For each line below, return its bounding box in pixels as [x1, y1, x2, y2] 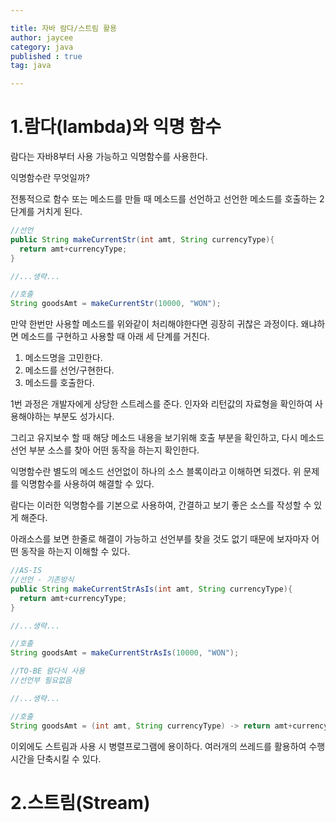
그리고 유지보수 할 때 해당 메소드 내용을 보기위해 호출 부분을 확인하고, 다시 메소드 [10, 432, 325, 444]
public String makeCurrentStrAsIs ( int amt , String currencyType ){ [10, 584, 293, 594]
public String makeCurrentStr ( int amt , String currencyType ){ [10, 234, 275, 245]
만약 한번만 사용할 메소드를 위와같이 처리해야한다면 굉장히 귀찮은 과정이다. [10, 318, 299, 330]
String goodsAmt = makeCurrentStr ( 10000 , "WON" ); [10, 299, 222, 309]
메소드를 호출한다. [24, 377, 95, 389]
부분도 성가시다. [53, 411, 115, 423]
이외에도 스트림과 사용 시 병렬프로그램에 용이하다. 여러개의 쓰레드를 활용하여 [10, 740, 307, 752]
